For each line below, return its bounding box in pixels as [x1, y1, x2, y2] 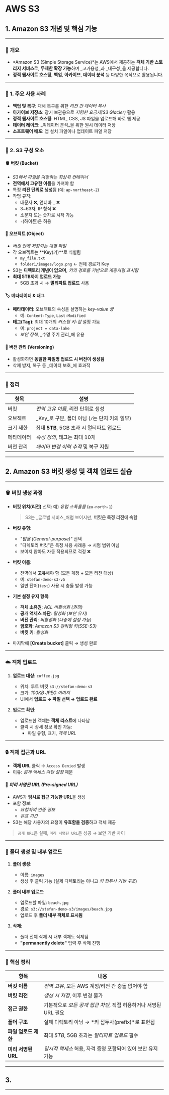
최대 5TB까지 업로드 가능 [12, 273, 61, 280]
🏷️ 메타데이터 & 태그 [5, 292, 45, 298]
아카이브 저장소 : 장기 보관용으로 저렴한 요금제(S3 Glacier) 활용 [12, 109, 136, 115]
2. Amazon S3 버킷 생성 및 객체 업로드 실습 [5, 467, 132, 476]
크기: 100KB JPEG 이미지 [20, 690, 70, 696]
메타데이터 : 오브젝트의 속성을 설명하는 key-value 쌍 [12, 306, 114, 312]
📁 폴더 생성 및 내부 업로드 [5, 848, 62, 855]
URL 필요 [43, 1009, 64, 1016]
